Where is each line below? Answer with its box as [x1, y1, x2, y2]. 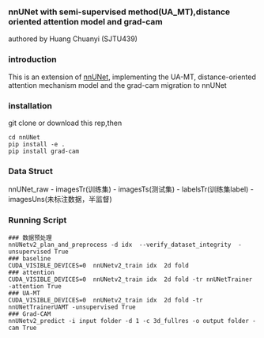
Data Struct [8, 165, 53, 177]
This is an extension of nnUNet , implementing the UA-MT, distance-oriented [8, 72, 257, 82]
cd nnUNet [8, 133, 41, 141]
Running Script [8, 215, 67, 226]
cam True [8, 324, 37, 332]
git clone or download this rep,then [8, 118, 123, 127]
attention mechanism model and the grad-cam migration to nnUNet [8, 80, 227, 89]
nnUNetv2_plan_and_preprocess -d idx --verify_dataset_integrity [8, 241, 232, 249]
